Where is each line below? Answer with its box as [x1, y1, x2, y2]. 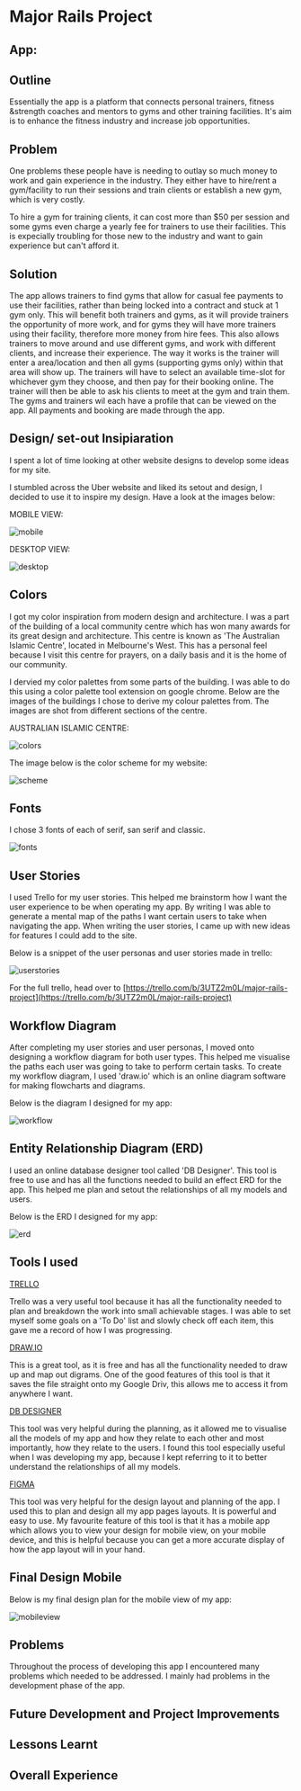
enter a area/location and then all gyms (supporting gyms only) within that [9, 357, 284, 368]
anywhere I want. [9, 1388, 74, 1399]
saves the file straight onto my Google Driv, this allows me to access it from [9, 1378, 288, 1389]
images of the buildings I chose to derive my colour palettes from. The [9, 695, 270, 706]
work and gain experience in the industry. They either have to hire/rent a [9, 175, 277, 186]
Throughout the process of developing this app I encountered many [9, 1661, 261, 1672]
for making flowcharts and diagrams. [9, 1080, 146, 1091]
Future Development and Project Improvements [9, 1706, 280, 1722]
